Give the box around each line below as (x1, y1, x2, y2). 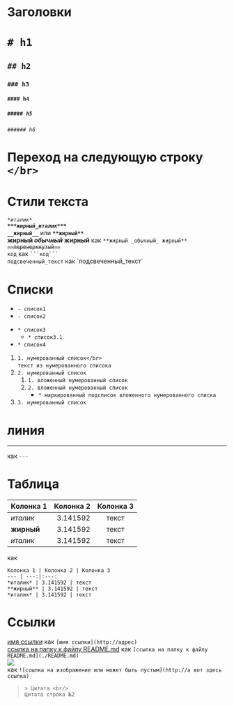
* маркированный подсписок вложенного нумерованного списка (38, 392, 217, 399)
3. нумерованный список (17, 399, 87, 406)
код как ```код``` (7, 250, 58, 258)
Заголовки (7, 4, 72, 20)
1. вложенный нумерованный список (27, 377, 128, 384)
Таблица (7, 476, 59, 492)
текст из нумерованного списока (17, 363, 111, 370)
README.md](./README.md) (7, 652, 79, 660)
